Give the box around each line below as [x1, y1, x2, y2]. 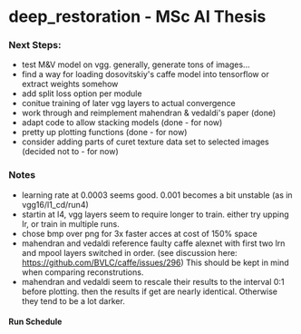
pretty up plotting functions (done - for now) [21, 127, 188, 138]
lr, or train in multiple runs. [21, 218, 120, 229]
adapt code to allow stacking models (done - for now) [21, 117, 223, 128]
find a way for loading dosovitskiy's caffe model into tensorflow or [21, 69, 269, 80]
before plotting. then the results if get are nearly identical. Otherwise [21, 286, 278, 297]
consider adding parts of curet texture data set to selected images [21, 136, 269, 147]
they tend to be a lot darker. [21, 295, 126, 306]
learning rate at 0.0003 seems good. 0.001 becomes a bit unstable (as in [21, 189, 293, 201]
